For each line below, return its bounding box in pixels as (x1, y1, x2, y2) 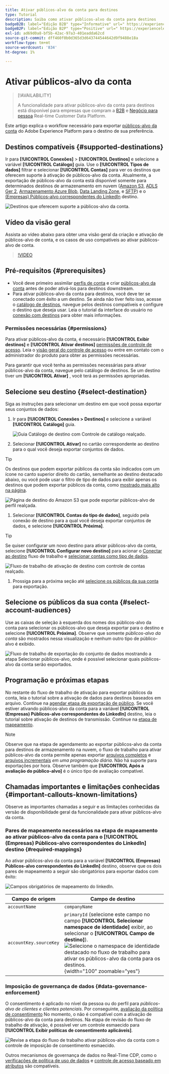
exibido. (19, 640, 36, 647)
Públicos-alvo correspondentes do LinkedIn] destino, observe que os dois (5, 863, 162, 869)
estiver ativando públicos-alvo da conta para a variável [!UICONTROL (5, 705, 150, 712)
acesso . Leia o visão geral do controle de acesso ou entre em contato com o (5, 347, 164, 353)
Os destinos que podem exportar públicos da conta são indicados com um (5, 465, 160, 472)
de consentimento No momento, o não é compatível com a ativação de (5, 1011, 152, 1017)
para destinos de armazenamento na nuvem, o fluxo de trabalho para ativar (5, 746, 161, 753)
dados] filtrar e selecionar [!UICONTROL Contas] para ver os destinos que (5, 167, 160, 173)
